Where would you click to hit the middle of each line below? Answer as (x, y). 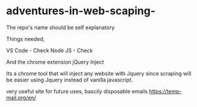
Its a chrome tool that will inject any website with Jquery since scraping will (99, 73)
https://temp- (165, 91)
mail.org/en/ (21, 97)
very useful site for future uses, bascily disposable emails (77, 91)
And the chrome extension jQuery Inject (55, 62)
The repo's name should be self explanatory (61, 27)
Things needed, (25, 39)
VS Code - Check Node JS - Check (50, 50)
